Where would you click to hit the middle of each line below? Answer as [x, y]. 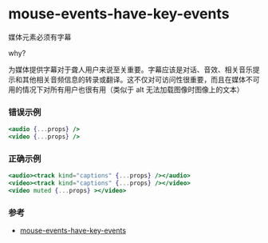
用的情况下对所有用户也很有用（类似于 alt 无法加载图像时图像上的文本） [126, 90]
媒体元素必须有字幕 [40, 37]
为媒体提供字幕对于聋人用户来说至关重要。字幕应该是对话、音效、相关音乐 [130, 70]
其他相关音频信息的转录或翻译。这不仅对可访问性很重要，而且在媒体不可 [141, 79]
